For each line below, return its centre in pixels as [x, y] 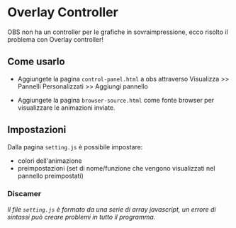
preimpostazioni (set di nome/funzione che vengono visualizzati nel [116, 168]
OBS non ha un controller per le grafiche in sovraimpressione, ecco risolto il [118, 32]
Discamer [24, 194]
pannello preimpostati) [50, 176]
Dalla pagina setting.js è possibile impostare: [75, 147]
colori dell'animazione [50, 161]
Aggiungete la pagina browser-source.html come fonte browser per [116, 100]
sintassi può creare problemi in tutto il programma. [82, 217]
